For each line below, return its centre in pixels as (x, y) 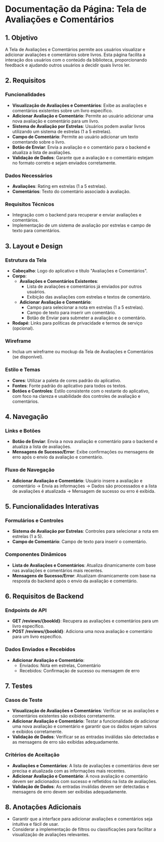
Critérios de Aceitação (32, 755)
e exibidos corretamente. (37, 732)
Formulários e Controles (34, 520)
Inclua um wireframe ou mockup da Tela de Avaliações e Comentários (82, 352)
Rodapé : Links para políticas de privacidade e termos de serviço (77, 323)
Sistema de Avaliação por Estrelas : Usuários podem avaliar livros (79, 126)
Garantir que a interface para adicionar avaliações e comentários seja (82, 819)
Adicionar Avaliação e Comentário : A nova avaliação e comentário (80, 776)
